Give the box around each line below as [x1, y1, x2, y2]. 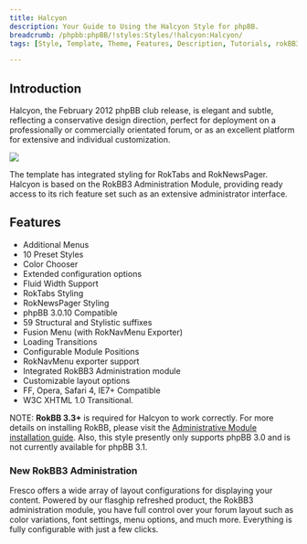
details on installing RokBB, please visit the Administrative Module [9, 421, 258, 432]
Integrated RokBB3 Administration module [22, 365, 181, 376]
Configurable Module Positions [22, 346, 140, 357]
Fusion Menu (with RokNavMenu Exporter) [22, 326, 184, 337]
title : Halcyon [9, 13, 68, 23]
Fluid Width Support [22, 278, 99, 289]
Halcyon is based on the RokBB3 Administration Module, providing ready [9, 179, 283, 190]
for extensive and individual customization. [9, 134, 171, 145]
